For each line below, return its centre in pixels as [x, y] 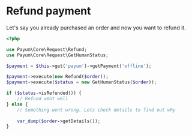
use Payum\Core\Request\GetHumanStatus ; [58, 55]
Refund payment [49, 11]
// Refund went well [43, 99]
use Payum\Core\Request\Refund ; [46, 49]
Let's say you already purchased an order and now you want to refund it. [96, 28]
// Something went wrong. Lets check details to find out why [96, 110]
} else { [17, 104]
